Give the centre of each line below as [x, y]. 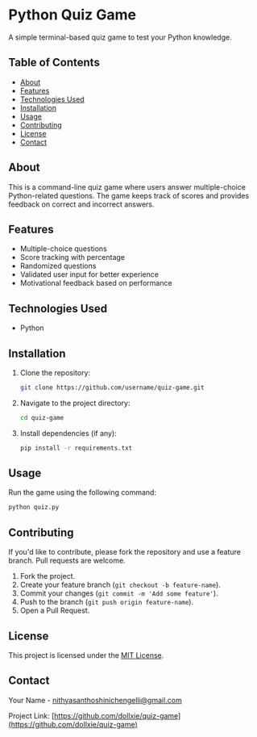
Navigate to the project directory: [75, 403]
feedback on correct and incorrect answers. [81, 204]
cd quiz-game [42, 417]
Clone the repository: [55, 373]
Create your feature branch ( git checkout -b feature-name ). [120, 585]
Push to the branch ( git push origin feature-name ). [107, 602]
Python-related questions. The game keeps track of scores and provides [129, 195]
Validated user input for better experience [89, 274]
